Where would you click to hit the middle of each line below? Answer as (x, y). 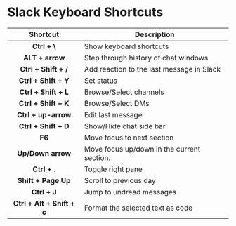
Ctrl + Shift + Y (44, 80)
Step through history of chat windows (146, 58)
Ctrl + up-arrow (44, 114)
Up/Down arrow (44, 153)
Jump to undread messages (130, 192)
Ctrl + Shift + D (44, 126)
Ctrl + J (44, 192)
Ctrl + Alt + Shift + (44, 203)
